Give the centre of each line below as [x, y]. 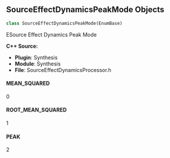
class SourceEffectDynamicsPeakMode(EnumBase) [64, 23]
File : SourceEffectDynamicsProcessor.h [63, 70]
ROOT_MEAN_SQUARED [36, 110]
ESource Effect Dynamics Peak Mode [52, 34]
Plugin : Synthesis [36, 57]
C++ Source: [22, 46]
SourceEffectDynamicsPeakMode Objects [85, 10]
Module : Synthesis [37, 64]
